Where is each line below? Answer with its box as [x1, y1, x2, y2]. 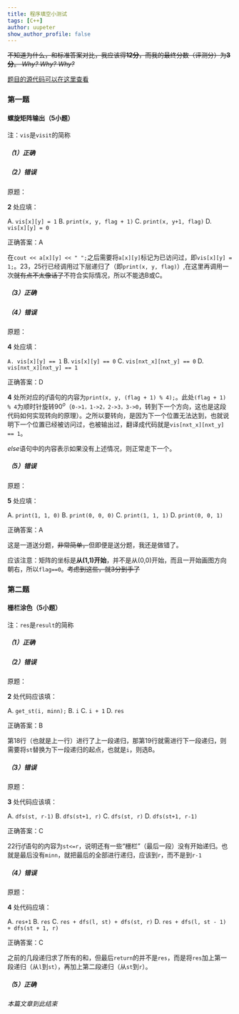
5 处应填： [7, 496, 39, 504]
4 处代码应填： [7, 903, 51, 912]
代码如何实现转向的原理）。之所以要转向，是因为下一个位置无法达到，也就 [7, 411, 223, 419]
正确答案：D [7, 378, 44, 387]
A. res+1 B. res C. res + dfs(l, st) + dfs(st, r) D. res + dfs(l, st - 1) [7, 918, 227, 926]
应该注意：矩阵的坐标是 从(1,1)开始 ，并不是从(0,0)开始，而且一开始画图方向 [7, 555, 227, 565]
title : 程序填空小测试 [7, 10, 68, 18]
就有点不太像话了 [14, 271, 64, 279]
